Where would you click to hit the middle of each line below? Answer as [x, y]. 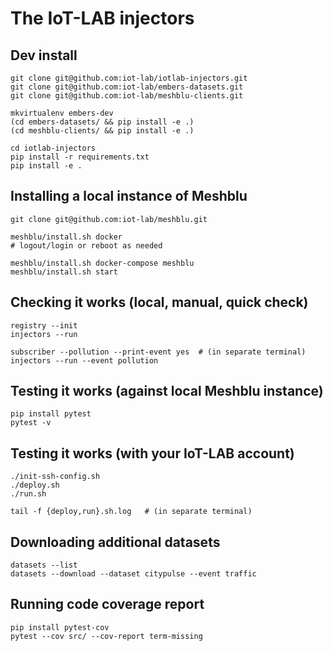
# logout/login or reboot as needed [86, 245]
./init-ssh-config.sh [55, 477]
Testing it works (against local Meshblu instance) [167, 391]
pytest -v [31, 423]
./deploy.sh [35, 485]
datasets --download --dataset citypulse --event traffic [133, 574]
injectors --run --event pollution [84, 360]
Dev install [44, 55]
